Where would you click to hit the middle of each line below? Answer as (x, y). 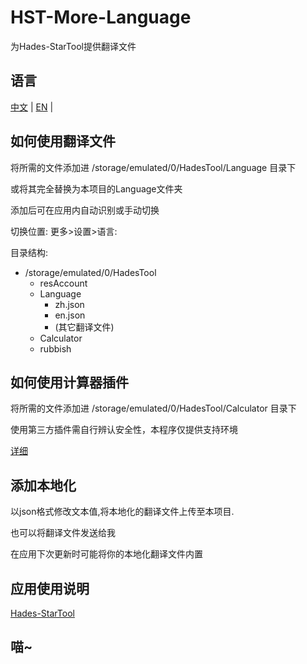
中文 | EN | (32, 107)
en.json (70, 315)
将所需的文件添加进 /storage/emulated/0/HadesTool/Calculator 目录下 (153, 408)
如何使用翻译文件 (63, 141)
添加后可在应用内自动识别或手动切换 (85, 210)
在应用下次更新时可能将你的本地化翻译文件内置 (106, 554)
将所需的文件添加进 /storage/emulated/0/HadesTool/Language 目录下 (153, 167)
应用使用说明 (50, 588)
